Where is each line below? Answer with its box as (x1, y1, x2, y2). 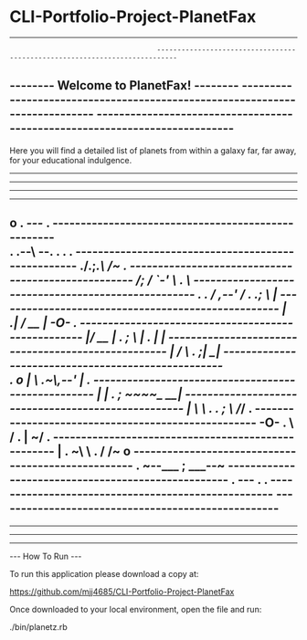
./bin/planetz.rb (9, 621, 69, 632)
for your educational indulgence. (9, 154, 132, 165)
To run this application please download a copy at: (9, 568, 199, 579)
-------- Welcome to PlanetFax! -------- (9, 78, 239, 93)
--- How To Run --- (9, 551, 82, 561)
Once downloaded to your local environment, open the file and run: (9, 603, 262, 614)
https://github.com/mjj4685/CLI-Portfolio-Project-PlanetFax (9, 586, 235, 597)
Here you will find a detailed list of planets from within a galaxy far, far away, (9, 144, 297, 156)
